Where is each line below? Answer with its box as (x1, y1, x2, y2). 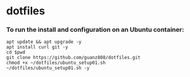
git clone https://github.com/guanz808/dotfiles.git (6, 55, 141, 61)
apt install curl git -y (6, 44, 68, 50)
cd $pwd (6, 50, 26, 56)
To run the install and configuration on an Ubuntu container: (6, 26, 185, 34)
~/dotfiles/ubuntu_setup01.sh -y (6, 65, 90, 71)
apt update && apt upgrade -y (6, 39, 82, 45)
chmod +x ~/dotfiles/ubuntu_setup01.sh (6, 60, 106, 66)
